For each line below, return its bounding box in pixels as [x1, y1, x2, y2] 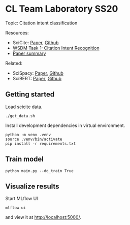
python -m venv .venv [5, 132, 51, 137]
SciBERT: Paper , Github [12, 75, 62, 81]
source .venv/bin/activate [5, 137, 62, 142]
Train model [5, 155, 44, 164]
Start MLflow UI [5, 196, 38, 202]
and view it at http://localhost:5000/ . [5, 214, 81, 220]
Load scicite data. [5, 104, 43, 110]
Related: [5, 60, 23, 66]
